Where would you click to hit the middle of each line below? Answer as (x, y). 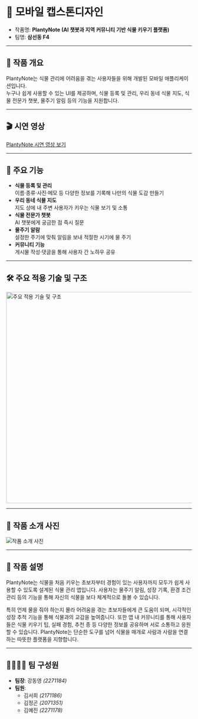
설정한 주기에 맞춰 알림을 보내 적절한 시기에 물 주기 (73, 238)
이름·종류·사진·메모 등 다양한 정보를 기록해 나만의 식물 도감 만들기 (89, 193)
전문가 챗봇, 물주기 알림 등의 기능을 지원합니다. (66, 100)
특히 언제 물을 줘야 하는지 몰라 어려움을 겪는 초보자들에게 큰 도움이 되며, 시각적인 (99, 610)
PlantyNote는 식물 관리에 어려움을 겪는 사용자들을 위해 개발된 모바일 (85, 78)
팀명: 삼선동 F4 (32, 37)
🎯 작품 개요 (25, 63)
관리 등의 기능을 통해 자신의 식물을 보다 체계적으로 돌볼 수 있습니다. (83, 597)
